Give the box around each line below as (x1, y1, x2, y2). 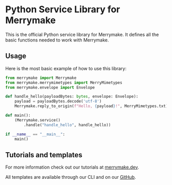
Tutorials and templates (5, 150, 83, 159)
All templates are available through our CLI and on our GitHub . (5, 174, 136, 180)
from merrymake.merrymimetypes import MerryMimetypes (5, 80, 123, 85)
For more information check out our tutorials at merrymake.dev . (5, 164, 139, 170)
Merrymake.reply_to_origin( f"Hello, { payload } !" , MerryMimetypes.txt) (14, 104, 168, 109)
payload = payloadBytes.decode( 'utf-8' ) (14, 99, 102, 104)
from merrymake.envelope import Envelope (5, 85, 95, 90)
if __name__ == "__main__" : (5, 132, 66, 137)
